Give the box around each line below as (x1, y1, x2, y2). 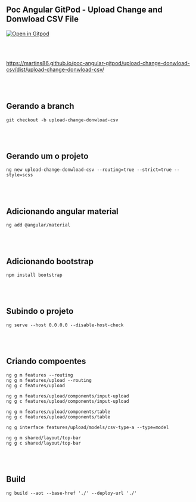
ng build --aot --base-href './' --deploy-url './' (6, 490, 137, 496)
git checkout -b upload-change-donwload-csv (6, 117, 119, 123)
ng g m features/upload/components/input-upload (6, 393, 129, 399)
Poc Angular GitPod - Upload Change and (6, 5, 163, 15)
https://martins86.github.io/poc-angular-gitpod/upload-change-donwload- (6, 59, 190, 66)
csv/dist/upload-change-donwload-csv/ (6, 66, 104, 73)
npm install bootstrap (6, 272, 63, 278)
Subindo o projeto (6, 306, 74, 316)
